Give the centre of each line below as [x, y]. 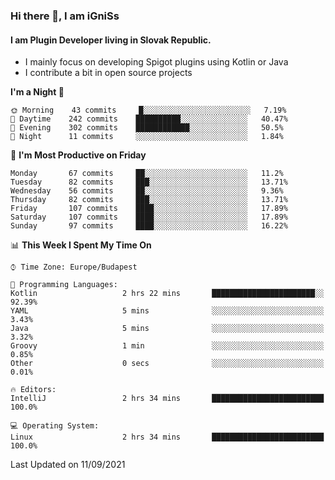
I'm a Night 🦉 [37, 92]
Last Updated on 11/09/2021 [68, 465]
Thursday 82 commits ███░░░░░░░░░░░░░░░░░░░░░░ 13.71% [149, 200]
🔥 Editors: [33, 390]
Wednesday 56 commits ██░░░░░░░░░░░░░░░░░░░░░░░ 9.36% [147, 191]
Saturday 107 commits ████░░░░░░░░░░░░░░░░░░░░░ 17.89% [149, 217]
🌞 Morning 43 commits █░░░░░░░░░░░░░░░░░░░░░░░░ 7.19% [148, 110]
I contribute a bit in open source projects [108, 73]
